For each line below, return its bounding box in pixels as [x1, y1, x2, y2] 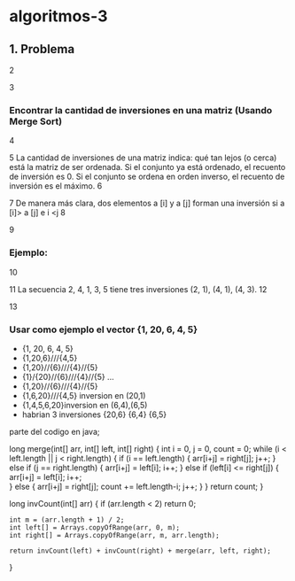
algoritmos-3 [9, 6, 108, 27]
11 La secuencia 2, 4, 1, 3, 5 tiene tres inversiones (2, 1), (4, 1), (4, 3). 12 [9, 283, 268, 294]
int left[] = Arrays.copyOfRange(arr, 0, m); [9, 523, 180, 532]
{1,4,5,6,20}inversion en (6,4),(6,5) [21, 399, 148, 410]
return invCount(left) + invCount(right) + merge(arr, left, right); [9, 546, 272, 555]
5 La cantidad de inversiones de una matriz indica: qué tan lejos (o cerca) [9, 152, 277, 163]
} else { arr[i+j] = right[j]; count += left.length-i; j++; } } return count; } [9, 481, 264, 492]
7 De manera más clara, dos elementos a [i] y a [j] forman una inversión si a [9, 198, 285, 209]
